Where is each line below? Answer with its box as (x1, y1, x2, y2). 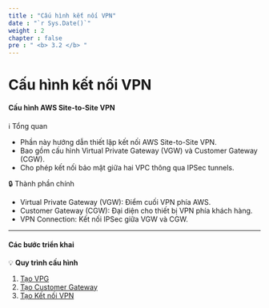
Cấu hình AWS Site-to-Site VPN (8, 102, 115, 112)
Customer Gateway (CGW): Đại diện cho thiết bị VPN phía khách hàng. (19, 206, 253, 215)
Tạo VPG (19, 274, 50, 283)
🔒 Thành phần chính (8, 178, 74, 188)
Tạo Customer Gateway (19, 282, 98, 292)
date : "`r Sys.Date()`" (8, 19, 91, 27)
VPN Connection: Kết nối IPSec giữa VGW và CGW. (19, 214, 188, 224)
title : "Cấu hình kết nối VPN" (8, 11, 116, 20)
